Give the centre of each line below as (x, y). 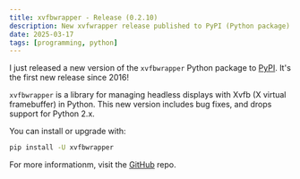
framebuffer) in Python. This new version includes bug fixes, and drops (141, 105)
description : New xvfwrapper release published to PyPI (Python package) (150, 26)
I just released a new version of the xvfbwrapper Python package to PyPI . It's (150, 68)
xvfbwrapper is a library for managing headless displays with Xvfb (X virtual (148, 95)
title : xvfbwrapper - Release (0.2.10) (84, 17)
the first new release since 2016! (69, 78)
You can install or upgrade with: (68, 132)
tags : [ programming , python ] (64, 43)
